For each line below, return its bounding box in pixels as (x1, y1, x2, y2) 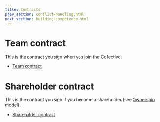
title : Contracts (5, 7, 41, 12)
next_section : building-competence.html (5, 16, 89, 21)
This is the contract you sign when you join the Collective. (5, 54, 122, 60)
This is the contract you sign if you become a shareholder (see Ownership (5, 97, 155, 103)
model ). (5, 102, 21, 108)
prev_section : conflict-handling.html (5, 12, 84, 17)
